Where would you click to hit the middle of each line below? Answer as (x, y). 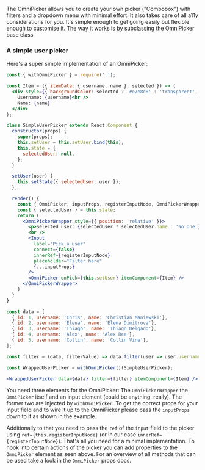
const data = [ (26, 312)
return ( (28, 215)
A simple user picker (38, 50)
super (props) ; (35, 137)
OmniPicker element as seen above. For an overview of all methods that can (101, 454)
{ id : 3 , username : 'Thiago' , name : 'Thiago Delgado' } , (84, 329)
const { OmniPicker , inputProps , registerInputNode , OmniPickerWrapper (110, 204)
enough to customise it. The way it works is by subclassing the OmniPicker (100, 28)
